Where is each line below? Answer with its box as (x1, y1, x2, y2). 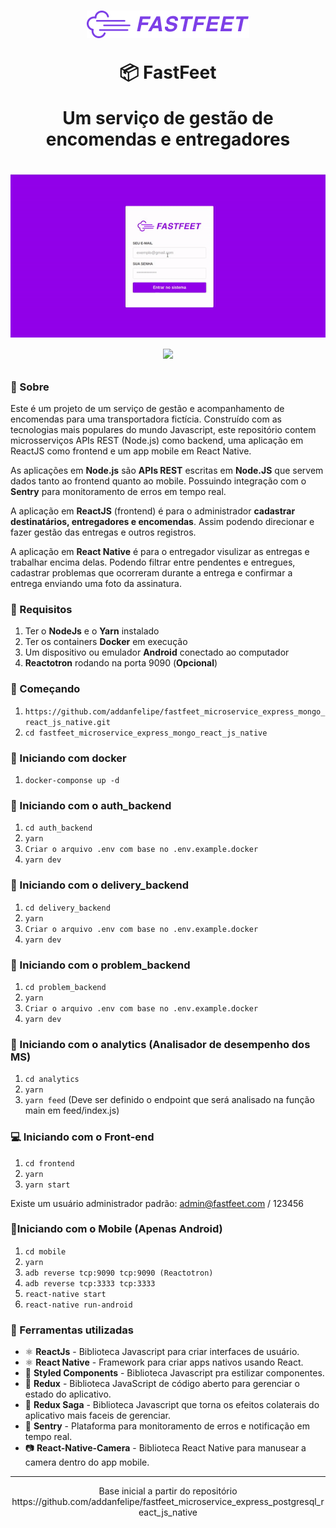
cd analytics (24, 1075, 80, 1085)
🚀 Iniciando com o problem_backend (10, 958, 191, 972)
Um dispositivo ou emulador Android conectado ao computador (24, 646, 290, 659)
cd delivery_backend (24, 903, 111, 913)
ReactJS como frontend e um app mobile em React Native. (10, 445, 252, 457)
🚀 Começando (10, 682, 81, 696)
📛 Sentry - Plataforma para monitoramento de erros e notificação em (24, 1420, 310, 1432)
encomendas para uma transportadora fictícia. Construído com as (10, 413, 282, 425)
